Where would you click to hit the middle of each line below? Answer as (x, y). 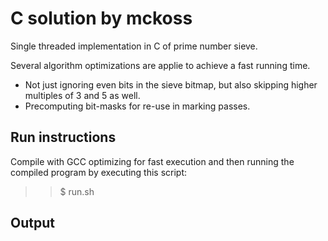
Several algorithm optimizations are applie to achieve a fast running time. (160, 65)
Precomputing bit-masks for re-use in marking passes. (137, 106)
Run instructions (63, 137)
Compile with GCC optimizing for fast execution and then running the (152, 161)
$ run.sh (77, 191)
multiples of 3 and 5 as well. (82, 95)
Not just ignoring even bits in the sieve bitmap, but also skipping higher (171, 84)
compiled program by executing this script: (99, 172)
